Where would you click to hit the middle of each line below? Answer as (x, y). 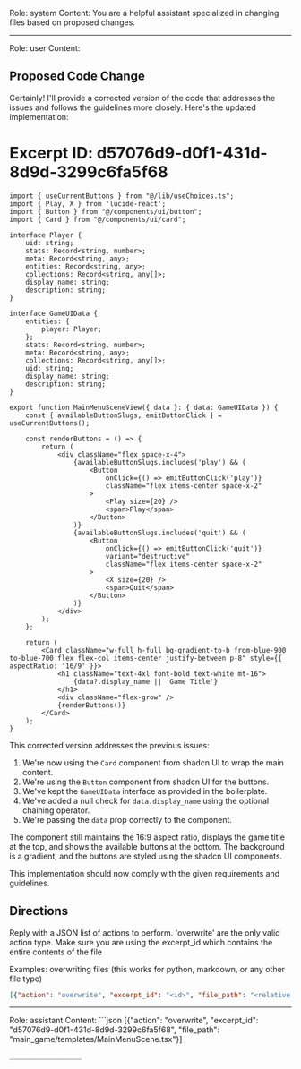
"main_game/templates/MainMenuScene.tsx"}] (96, 1039)
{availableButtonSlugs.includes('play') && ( (159, 462)
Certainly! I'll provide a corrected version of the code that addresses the (142, 98)
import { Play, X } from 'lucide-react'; (88, 204)
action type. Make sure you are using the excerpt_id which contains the (141, 942)
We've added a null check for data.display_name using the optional (146, 800)
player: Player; (72, 329)
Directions (39, 911)
